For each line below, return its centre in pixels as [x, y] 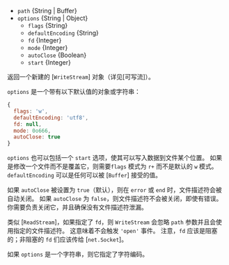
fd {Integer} [45, 40]
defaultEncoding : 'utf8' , [51, 118]
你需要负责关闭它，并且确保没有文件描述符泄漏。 [77, 207]
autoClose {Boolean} [57, 55]
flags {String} [48, 25]
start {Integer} [49, 62]
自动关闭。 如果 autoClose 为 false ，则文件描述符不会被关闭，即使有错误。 [115, 199]
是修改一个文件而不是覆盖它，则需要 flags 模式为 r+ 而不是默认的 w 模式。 [112, 166]
